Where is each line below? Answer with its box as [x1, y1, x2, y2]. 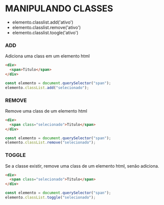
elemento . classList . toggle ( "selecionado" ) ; [5, 195, 96, 200]
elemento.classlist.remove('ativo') [12, 24, 81, 30]
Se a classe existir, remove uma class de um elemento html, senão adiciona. [5, 163, 159, 169]
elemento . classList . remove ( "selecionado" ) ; [5, 140, 96, 145]
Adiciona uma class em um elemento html [5, 53, 90, 59]
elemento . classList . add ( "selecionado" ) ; [5, 85, 90, 90]
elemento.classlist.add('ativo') [12, 19, 74, 25]
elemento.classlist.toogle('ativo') [12, 29, 79, 35]
